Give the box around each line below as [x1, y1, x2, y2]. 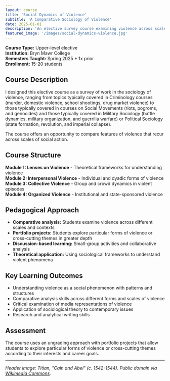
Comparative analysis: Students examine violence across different [12, 219, 153, 225]
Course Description [5, 75, 68, 84]
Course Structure [5, 151, 62, 160]
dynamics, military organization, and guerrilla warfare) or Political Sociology [5, 116, 163, 122]
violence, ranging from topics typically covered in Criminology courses [5, 94, 153, 100]
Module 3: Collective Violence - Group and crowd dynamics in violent [5, 180, 152, 186]
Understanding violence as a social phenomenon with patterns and [12, 285, 153, 291]
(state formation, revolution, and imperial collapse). [5, 121, 112, 127]
